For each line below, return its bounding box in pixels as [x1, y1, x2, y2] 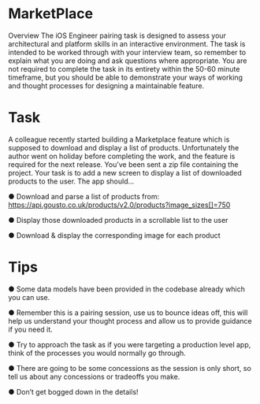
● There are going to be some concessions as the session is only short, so [8, 363, 252, 372]
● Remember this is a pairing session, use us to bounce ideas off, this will [8, 308, 248, 317]
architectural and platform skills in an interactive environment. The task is [8, 39, 246, 48]
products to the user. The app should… [8, 176, 135, 186]
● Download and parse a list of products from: [8, 191, 160, 201]
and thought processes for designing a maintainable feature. [8, 80, 205, 91]
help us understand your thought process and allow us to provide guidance [8, 316, 252, 325]
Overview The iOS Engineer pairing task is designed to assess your [8, 31, 227, 40]
